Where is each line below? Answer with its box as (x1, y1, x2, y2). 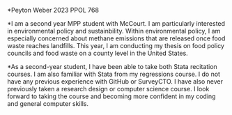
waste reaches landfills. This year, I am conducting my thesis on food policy (7, 42, 225, 49)
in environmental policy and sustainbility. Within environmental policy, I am (7, 27, 221, 35)
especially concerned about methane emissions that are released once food (7, 34, 226, 43)
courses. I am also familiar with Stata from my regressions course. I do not (7, 70, 221, 78)
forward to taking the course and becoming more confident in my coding (7, 92, 216, 100)
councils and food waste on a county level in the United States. (7, 49, 188, 57)
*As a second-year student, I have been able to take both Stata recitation (7, 63, 217, 70)
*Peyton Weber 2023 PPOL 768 (7, 6, 100, 14)
